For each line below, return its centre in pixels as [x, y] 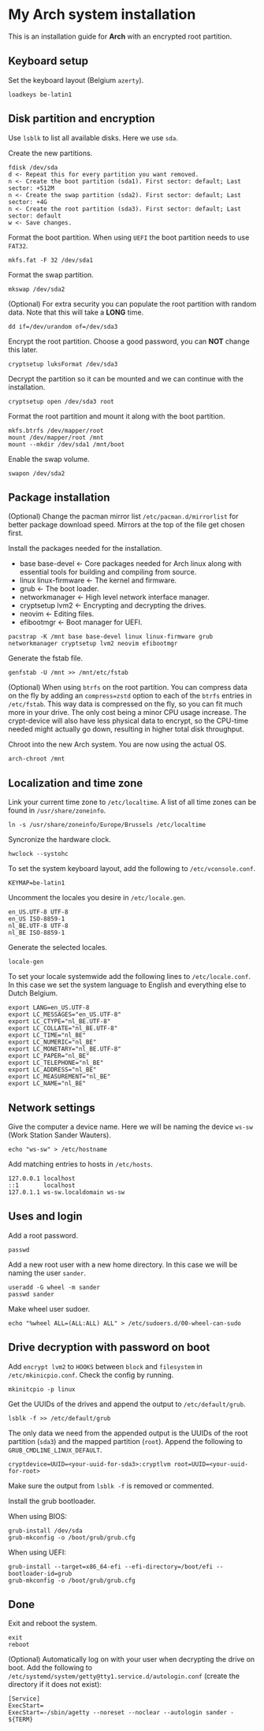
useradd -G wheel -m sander [54, 1287]
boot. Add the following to [50, 1668]
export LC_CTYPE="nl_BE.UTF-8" [59, 1022]
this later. [23, 349]
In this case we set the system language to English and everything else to [127, 985]
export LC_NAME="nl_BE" [47, 1084]
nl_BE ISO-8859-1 [37, 933]
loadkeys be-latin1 [40, 95]
